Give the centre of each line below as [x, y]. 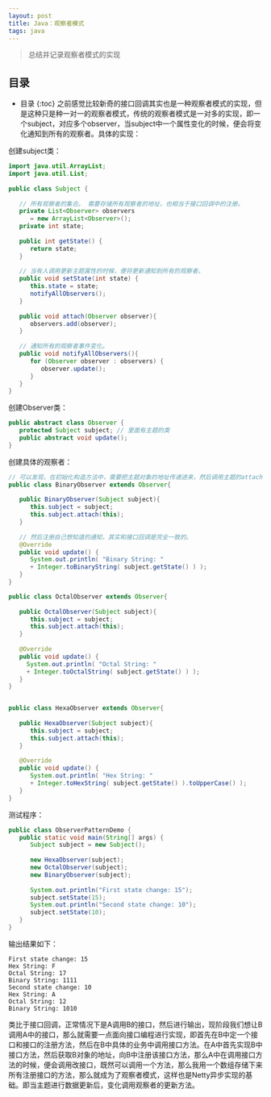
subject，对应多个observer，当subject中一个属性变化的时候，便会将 [141, 124]
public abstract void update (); [73, 438]
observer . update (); [73, 369]
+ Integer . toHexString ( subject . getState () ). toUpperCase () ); [138, 783]
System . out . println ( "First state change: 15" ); [111, 890]
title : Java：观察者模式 [46, 23]
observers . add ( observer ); [73, 323]
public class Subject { [48, 189]
